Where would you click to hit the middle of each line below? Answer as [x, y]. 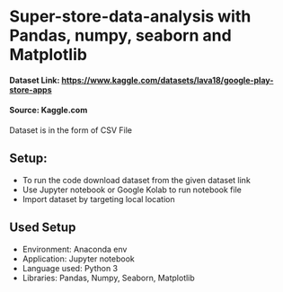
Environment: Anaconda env [75, 249]
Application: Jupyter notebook [78, 259]
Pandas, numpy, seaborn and [120, 35]
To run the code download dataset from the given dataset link [137, 180]
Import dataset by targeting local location [98, 199]
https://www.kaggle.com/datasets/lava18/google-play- [168, 80]
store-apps [31, 89]
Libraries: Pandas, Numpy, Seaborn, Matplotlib [108, 278]
